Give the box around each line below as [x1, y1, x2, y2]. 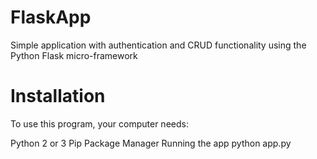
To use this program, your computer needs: [10, 117, 189, 130]
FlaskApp [10, 6, 92, 29]
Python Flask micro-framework [10, 49, 138, 61]
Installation [10, 85, 106, 108]
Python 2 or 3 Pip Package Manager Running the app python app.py [10, 137, 292, 149]
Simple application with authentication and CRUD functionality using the [10, 39, 307, 51]
